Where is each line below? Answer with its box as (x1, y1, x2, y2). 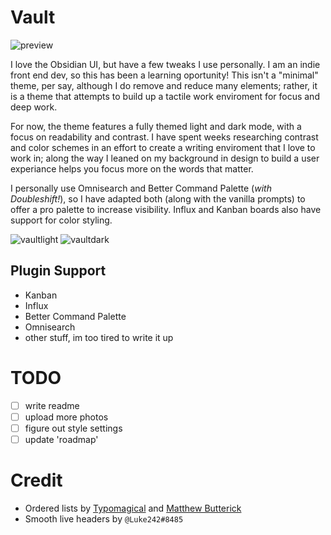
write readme (24, 399, 80, 411)
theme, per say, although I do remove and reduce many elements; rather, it (10, 79, 318, 91)
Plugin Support (10, 262, 107, 280)
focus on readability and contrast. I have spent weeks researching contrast (10, 131, 319, 143)
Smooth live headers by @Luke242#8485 (24, 512, 184, 525)
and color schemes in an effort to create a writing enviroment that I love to (10, 141, 316, 153)
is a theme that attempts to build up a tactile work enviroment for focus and (10, 90, 320, 102)
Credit (10, 469, 63, 492)
